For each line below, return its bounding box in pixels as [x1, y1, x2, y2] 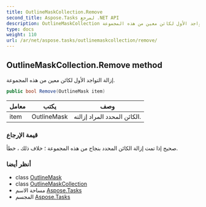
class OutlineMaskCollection [15, 180, 88, 187]
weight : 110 [6, 32, 37, 38]
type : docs [6, 26, 34, 32]
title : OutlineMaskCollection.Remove [6, 9, 103, 15]
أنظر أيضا [6, 160, 31, 168]
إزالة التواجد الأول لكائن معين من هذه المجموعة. [6, 76, 115, 83]
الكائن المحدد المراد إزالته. [73, 112, 142, 121]
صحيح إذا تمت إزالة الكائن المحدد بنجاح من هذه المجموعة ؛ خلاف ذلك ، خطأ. [6, 145, 178, 152]
